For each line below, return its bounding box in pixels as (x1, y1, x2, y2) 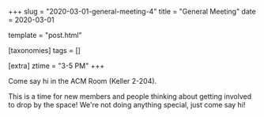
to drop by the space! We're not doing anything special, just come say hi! (8, 100, 246, 109)
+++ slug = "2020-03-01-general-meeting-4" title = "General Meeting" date (8, 7, 257, 16)
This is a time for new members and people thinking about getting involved (8, 92, 252, 101)
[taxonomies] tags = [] (8, 46, 81, 55)
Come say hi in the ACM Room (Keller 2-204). (8, 77, 157, 85)
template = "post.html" (8, 31, 82, 40)
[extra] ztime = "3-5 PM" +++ (8, 61, 105, 70)
